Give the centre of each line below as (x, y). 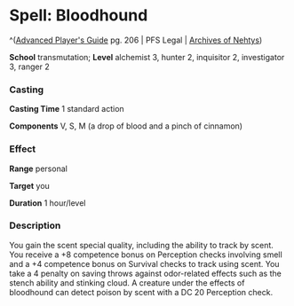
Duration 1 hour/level (48, 203)
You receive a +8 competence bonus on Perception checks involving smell (146, 255)
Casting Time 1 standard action (67, 109)
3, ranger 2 (30, 67)
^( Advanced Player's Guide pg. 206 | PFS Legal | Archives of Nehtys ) (136, 40)
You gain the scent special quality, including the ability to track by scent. (141, 245)
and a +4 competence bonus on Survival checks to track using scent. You (144, 263)
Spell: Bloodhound (79, 16)
